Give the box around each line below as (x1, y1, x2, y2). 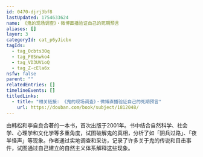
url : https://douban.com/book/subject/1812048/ (17, 104, 139, 111)
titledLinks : (6, 93, 39, 99)
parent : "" (6, 76, 34, 82)
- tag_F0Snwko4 (11, 54, 50, 60)
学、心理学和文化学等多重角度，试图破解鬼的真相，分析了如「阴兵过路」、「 (6, 129, 192, 136)
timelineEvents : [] (6, 88, 56, 94)
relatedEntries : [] (6, 82, 56, 88)
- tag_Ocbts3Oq (11, 48, 50, 54)
